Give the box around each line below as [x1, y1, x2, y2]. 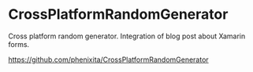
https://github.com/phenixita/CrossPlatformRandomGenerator [8, 55, 209, 64]
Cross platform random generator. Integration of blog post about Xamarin [8, 31, 246, 41]
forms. [8, 39, 30, 49]
